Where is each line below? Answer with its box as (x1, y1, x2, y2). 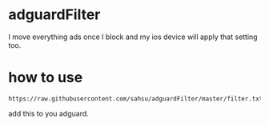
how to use (8, 69, 83, 87)
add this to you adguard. (8, 108, 90, 118)
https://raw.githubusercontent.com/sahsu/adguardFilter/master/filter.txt (8, 94, 263, 103)
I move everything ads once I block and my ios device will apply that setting (8, 32, 258, 41)
